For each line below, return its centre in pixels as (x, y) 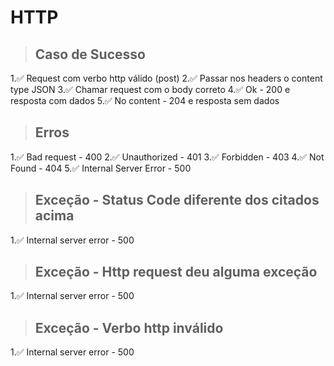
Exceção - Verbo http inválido (129, 327)
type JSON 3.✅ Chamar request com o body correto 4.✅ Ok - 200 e (150, 89)
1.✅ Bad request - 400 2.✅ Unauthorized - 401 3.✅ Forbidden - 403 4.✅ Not (167, 157)
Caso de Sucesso (90, 54)
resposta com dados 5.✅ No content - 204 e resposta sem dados (145, 100)
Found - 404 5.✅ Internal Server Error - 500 (101, 168)
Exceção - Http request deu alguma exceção (176, 272)
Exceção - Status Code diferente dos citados (177, 200)
